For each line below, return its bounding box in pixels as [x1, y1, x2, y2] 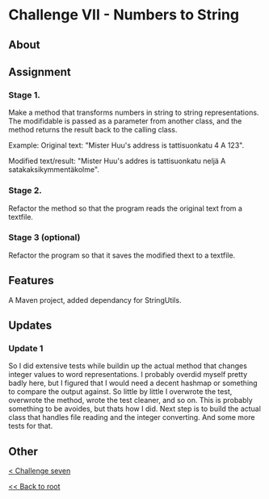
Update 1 [8, 342, 44, 354]
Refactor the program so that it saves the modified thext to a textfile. [8, 250, 236, 260]
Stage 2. [8, 185, 43, 196]
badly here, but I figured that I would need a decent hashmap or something [8, 378, 258, 388]
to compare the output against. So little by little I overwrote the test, [8, 387, 233, 396]
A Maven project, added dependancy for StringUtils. [8, 295, 182, 304]
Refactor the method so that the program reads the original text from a [8, 203, 242, 213]
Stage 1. [8, 89, 40, 100]
